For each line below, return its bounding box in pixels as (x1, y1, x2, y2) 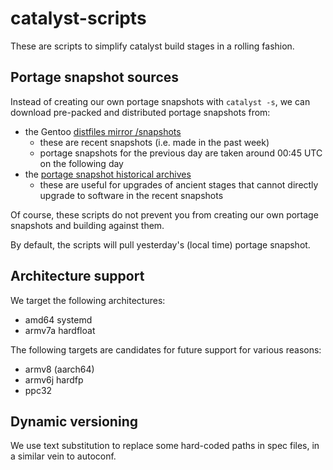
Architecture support (10, 268, 145, 285)
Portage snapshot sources (10, 69, 180, 86)
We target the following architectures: (10, 294, 166, 306)
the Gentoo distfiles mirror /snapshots (24, 125, 182, 137)
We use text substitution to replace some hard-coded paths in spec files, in (10, 440, 320, 452)
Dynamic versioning (10, 413, 138, 430)
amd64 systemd (24, 313, 93, 326)
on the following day (39, 157, 124, 169)
